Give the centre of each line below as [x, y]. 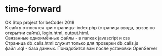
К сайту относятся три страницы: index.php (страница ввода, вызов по [80, 27]
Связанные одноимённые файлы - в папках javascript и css [68, 38]
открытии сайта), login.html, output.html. [47, 33]
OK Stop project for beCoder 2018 [40, 22]
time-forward [33, 9]
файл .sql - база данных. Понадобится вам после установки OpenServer [81, 48]
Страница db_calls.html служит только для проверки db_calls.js [72, 43]
